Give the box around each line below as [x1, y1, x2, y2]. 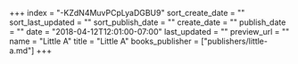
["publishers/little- [200, 36, 268, 46]
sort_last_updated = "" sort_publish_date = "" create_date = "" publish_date [9, 17, 286, 28]
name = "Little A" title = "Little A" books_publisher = [9, 36, 199, 46]
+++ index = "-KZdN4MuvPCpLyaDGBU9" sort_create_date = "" [9, 8, 245, 18]
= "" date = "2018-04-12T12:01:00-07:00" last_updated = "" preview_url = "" [9, 27, 290, 36]
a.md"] [9, 45, 35, 56]
